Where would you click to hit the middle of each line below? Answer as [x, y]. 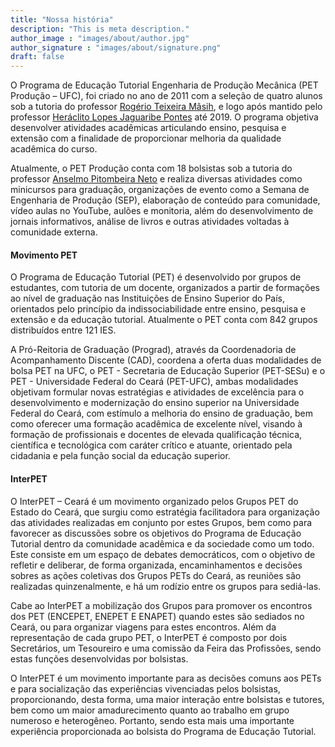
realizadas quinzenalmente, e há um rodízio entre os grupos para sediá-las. [166, 586]
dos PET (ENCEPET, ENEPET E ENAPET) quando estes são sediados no [157, 616]
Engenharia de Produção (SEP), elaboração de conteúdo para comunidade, [165, 200]
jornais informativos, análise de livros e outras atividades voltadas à [150, 222]
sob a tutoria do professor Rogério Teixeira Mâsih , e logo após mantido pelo [166, 107]
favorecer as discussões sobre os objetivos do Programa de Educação [156, 533]
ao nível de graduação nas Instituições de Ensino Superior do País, [148, 298]
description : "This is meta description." [100, 29]
